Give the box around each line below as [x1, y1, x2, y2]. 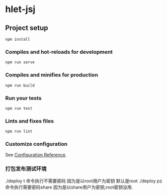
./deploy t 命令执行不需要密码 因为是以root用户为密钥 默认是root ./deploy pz [5, 177, 162, 184]
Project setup [5, 24, 49, 32]
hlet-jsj [5, 4, 36, 15]
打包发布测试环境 [5, 165, 47, 172]
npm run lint [5, 129, 33, 134]
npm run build [5, 83, 35, 88]
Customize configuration [5, 141, 68, 148]
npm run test [5, 106, 33, 111]
